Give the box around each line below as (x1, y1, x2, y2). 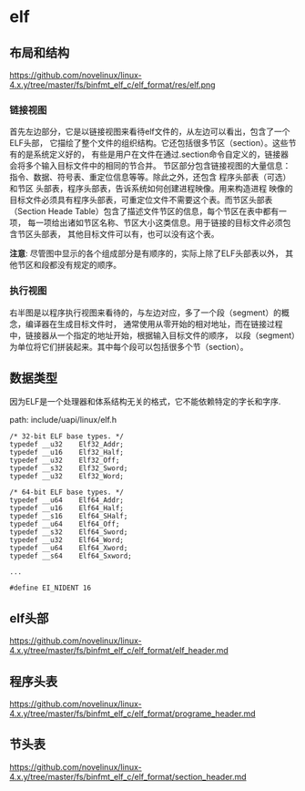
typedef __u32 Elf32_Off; (9, 456, 120, 466)
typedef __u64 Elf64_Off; (9, 519, 120, 529)
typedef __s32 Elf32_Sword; (9, 464, 128, 473)
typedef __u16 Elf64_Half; (9, 504, 125, 513)
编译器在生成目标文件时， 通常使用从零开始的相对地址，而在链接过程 (25, 318, 283, 329)
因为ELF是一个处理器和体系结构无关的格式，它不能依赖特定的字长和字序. (9, 396, 281, 407)
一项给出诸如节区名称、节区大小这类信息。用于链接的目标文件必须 (35, 217, 283, 229)
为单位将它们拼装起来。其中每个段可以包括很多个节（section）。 (9, 341, 249, 352)
